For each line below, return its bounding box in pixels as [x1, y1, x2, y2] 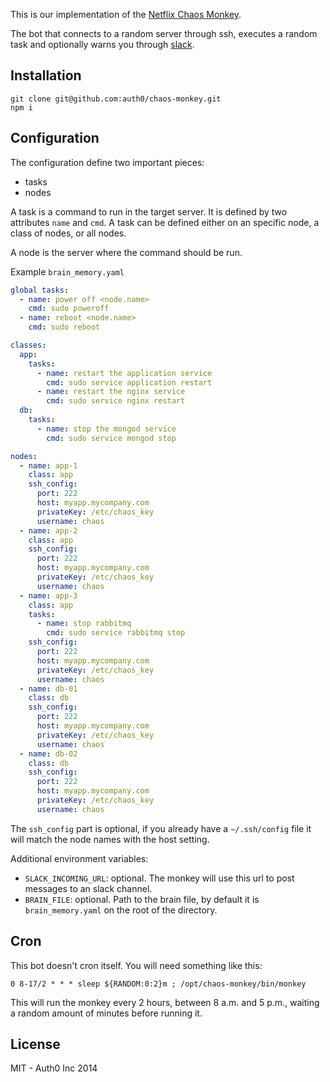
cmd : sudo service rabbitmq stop [46, 628, 186, 638]
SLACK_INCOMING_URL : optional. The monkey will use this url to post [24, 872, 295, 884]
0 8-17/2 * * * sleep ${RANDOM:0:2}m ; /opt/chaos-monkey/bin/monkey [10, 979, 307, 989]
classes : [10, 340, 47, 350]
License [10, 1035, 61, 1053]
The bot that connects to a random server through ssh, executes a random [10, 28, 318, 39]
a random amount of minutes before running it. [10, 1007, 203, 1019]
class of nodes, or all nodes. [10, 227, 127, 239]
